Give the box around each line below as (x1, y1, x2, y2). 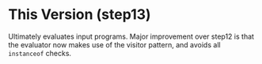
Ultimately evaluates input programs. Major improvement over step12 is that (8, 32, 255, 41)
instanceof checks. (8, 48, 72, 58)
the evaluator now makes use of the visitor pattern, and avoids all (8, 40, 221, 49)
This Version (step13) (8, 6, 152, 24)
